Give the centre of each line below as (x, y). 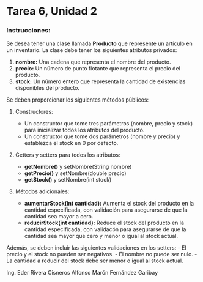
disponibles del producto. (47, 88)
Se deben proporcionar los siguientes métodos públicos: (77, 100)
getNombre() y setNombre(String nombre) (78, 167)
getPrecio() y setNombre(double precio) (75, 173)
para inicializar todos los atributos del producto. (84, 130)
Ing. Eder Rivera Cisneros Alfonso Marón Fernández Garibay (82, 273)
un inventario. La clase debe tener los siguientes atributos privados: (92, 50)
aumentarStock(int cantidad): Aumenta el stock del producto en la (109, 204)
